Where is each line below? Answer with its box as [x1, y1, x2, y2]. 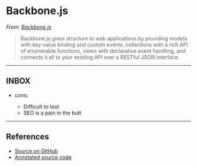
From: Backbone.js [6, 23, 52, 31]
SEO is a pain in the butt [23, 109, 81, 116]
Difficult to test [23, 103, 60, 110]
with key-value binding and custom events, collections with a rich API [20, 41, 189, 48]
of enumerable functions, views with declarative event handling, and [20, 47, 186, 54]
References [6, 132, 49, 142]
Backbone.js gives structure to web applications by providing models [20, 35, 188, 42]
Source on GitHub [14, 147, 58, 154]
